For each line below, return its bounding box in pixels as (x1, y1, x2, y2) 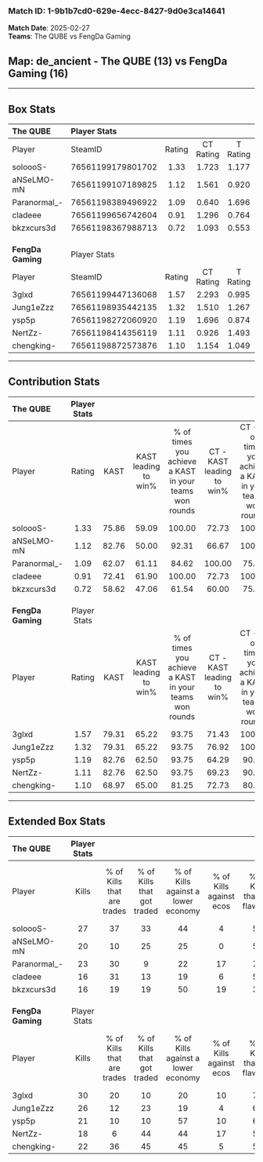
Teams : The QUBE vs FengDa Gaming (8, 31, 131, 41)
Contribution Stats (8, 375, 100, 389)
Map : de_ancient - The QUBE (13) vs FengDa (8, 54, 228, 68)
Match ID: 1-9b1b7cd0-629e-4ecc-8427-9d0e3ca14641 (8, 5, 225, 16)
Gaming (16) (8, 67, 69, 80)
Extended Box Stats (8, 815, 106, 828)
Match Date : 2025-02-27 (8, 24, 90, 33)
